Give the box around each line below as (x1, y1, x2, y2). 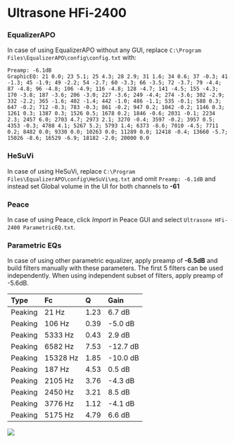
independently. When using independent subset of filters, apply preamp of (7, 271, 224, 280)
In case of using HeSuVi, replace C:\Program (7, 167, 136, 175)
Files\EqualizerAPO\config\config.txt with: (7, 53, 137, 62)
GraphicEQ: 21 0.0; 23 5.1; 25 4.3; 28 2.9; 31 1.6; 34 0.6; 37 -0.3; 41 (7, 73, 229, 80)
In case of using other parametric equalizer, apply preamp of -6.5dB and (7, 257, 218, 265)
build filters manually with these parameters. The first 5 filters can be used (7, 264, 224, 272)
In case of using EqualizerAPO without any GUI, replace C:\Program (7, 46, 202, 54)
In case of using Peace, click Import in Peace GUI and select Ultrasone (7, 216, 212, 224)
